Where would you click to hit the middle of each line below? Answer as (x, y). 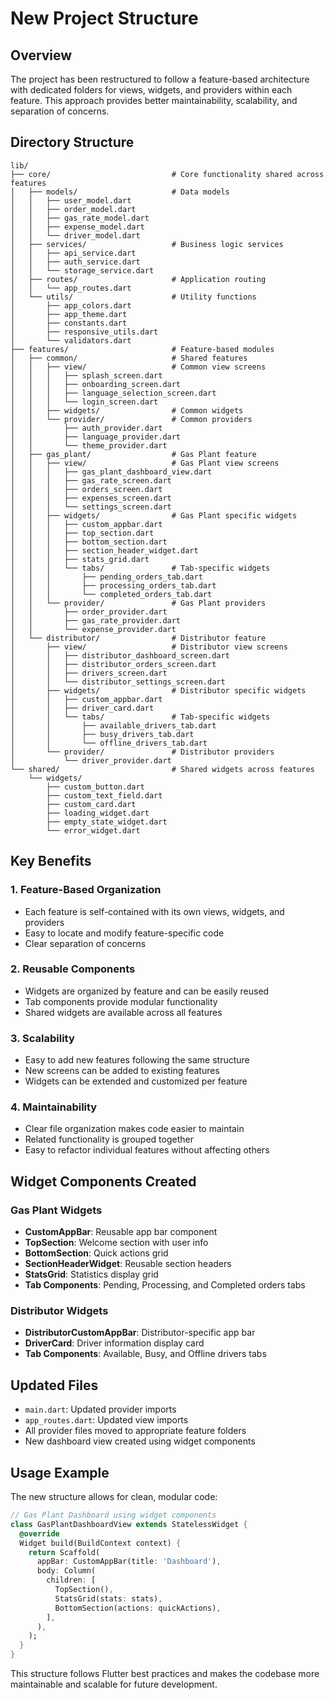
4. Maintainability (54, 1107)
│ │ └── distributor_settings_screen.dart (118, 682)
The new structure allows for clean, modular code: (114, 1496)
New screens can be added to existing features (122, 1071)
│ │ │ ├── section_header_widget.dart (104, 550)
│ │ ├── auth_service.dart (75, 262)
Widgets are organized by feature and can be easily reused (147, 991)
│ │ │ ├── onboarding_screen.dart (96, 384)
